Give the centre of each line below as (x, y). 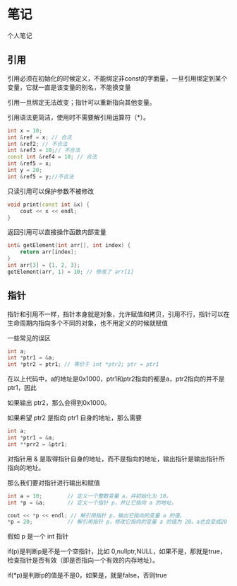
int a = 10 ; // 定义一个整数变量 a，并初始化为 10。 (89, 496)
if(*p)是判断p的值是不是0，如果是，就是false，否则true (87, 575)
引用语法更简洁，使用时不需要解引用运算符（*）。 (79, 117)
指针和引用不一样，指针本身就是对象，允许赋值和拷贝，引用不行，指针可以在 (119, 314)
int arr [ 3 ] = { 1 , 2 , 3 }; (44, 265)
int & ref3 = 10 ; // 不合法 (44, 150)
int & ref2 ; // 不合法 (37, 144)
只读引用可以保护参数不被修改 (50, 191)
